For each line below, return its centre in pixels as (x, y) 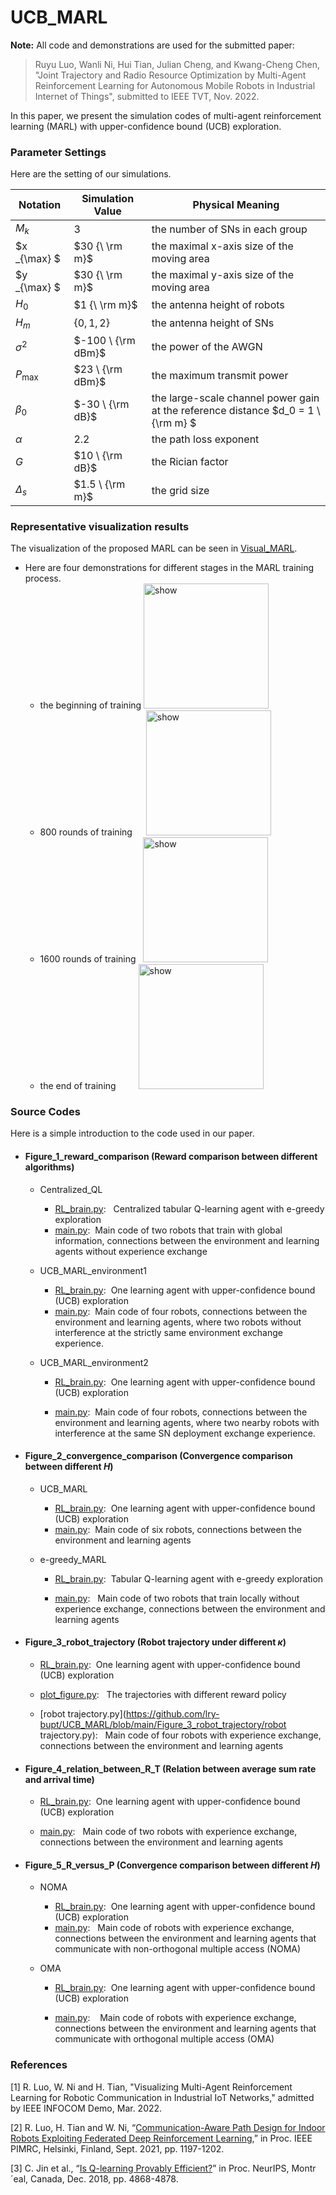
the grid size (180, 490)
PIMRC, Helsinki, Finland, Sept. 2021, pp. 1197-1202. (117, 2148)
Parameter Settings (58, 152)
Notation (40, 205)
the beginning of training (90, 705)
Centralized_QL (71, 1189)
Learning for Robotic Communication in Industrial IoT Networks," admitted (162, 2097)
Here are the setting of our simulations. (91, 174)
